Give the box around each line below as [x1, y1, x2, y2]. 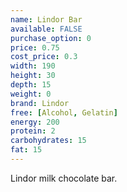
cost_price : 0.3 [10, 52, 78, 62]
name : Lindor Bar [10, 14, 83, 25]
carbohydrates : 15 [10, 136, 87, 146]
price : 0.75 [10, 42, 60, 53]
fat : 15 [10, 145, 43, 155]
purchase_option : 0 [10, 33, 92, 43]
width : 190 [10, 61, 56, 71]
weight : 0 [10, 89, 52, 99]
